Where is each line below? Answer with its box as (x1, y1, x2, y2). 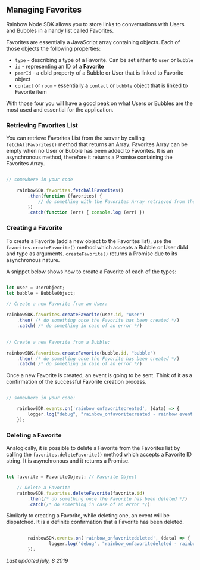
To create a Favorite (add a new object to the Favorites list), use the (6, 237, 171, 244)
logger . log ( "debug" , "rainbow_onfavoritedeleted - (48, 541, 177, 547)
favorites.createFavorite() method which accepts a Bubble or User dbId (6, 244, 189, 251)
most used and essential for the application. (6, 106, 114, 113)
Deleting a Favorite (6, 431, 62, 439)
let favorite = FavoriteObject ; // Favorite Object (6, 474, 137, 480)
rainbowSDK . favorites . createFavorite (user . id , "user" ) (6, 312, 145, 318)
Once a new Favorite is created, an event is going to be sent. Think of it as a (6, 372, 192, 379)
